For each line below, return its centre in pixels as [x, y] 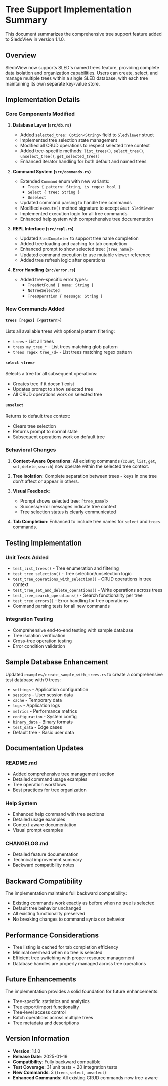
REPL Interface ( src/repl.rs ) [43, 229]
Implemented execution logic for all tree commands [74, 214]
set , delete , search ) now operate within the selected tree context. [81, 466]
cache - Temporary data [37, 700]
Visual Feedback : [31, 491]
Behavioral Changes [31, 450]
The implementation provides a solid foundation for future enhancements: [82, 991]
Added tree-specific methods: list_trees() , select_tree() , [82, 151]
